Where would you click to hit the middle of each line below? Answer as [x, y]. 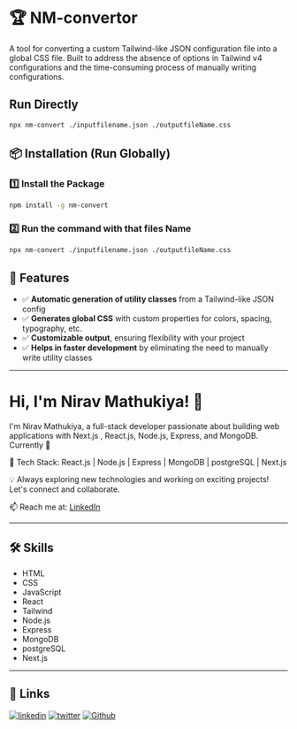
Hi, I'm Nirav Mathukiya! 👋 [106, 402]
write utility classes [57, 358]
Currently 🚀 [30, 445]
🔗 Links [30, 694]
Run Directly [44, 105]
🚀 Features [39, 277]
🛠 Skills [32, 547]
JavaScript [42, 592]
